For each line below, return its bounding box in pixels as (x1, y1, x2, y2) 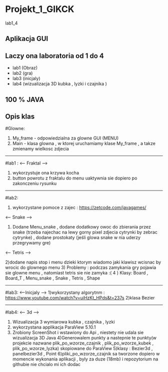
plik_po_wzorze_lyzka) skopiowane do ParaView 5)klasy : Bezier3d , (12, 345, 153, 351)
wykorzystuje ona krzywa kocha (12, 170, 79, 176)
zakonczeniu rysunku (12, 180, 57, 186)
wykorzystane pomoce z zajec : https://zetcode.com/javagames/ (12, 204, 146, 210)
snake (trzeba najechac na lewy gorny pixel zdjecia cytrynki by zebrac (12, 229, 157, 235)
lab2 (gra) (12, 70, 33, 76)
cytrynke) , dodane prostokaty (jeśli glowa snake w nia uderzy (12, 234, 141, 240)
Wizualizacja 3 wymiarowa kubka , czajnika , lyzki (12, 319, 115, 325)
